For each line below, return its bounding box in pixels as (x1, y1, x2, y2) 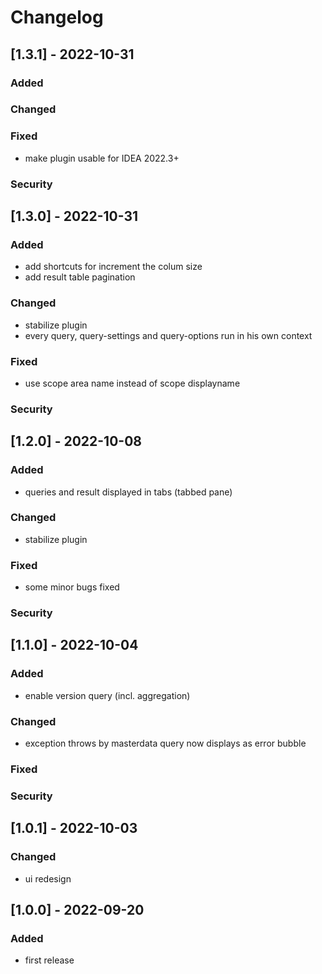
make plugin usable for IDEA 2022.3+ (24, 152, 180, 164)
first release (24, 954, 75, 966)
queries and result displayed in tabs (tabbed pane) (24, 486, 233, 498)
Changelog (10, 6, 104, 29)
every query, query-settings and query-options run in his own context (24, 329, 313, 341)
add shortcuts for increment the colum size (24, 261, 203, 273)
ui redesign (24, 872, 72, 885)
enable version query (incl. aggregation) (24, 689, 191, 701)
